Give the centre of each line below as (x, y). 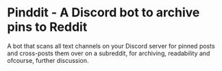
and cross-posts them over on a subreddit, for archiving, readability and (109, 53)
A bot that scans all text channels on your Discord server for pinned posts (111, 46)
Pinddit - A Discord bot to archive (103, 13)
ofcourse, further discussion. (48, 60)
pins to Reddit (47, 27)
